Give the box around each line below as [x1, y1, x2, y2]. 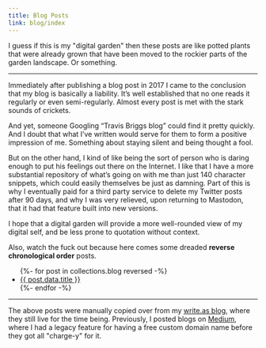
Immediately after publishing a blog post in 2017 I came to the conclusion [8, 80, 247, 89]
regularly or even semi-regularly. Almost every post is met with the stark [8, 96, 244, 107]
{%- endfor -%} [19, 282, 72, 293]
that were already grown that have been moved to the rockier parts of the [8, 49, 248, 59]
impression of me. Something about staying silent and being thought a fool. [8, 138, 253, 147]
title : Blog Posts [8, 11, 69, 20]
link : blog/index [8, 19, 66, 27]
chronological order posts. [8, 251, 97, 260]
